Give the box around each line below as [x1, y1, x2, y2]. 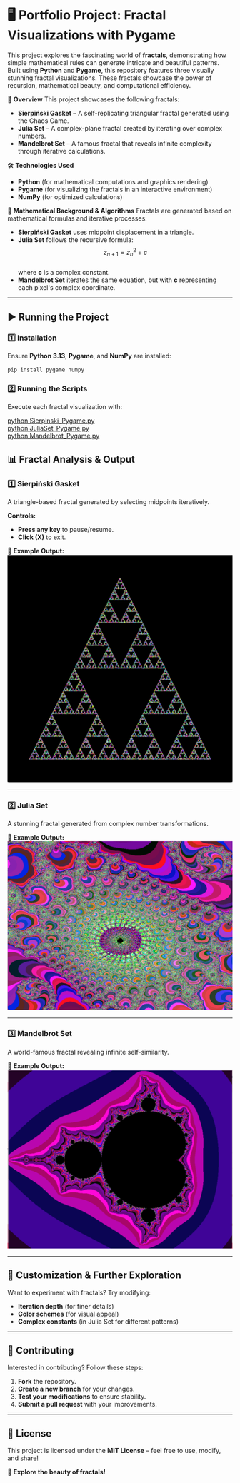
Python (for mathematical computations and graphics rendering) [17, 177, 209, 186]
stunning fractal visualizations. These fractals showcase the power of [7, 74, 212, 82]
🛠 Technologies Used [7, 161, 74, 169]
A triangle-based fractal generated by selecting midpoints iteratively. [7, 497, 210, 506]
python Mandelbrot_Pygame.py [7, 431, 100, 441]
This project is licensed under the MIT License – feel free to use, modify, [7, 1447, 221, 1455]
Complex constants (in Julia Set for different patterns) [17, 1317, 179, 1326]
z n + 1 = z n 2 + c [103, 246, 148, 258]
